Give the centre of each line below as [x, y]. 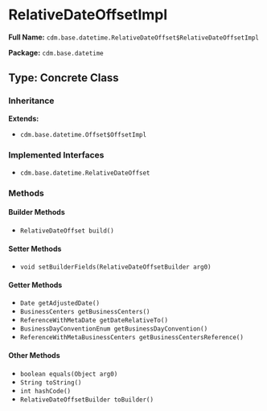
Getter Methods [35, 285]
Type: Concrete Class [64, 78]
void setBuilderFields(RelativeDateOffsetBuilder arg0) [115, 267]
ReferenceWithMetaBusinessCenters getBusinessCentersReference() [131, 338]
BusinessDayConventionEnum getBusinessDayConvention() [114, 329]
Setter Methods [35, 249]
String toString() [51, 382]
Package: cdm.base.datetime [56, 52]
